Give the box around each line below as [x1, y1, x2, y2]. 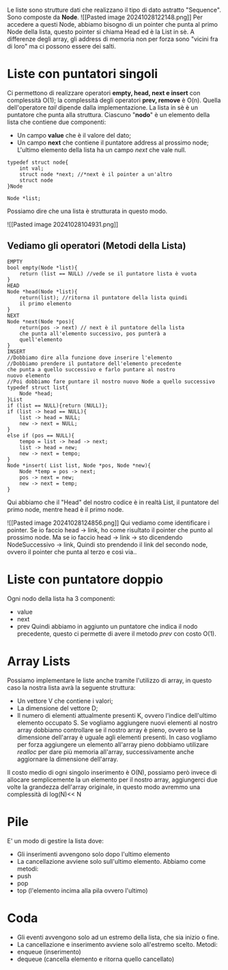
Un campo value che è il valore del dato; [16, 131, 132, 139]
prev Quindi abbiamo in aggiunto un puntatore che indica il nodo [16, 622, 198, 630]
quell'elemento [19, 336, 63, 343]
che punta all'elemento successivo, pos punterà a [19, 330, 167, 337]
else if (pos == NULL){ [7, 432, 75, 439]
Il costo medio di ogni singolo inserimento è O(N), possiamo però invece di [7, 768, 217, 776]
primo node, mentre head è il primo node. [7, 505, 124, 513]
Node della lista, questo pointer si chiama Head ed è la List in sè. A [7, 27, 195, 36]
